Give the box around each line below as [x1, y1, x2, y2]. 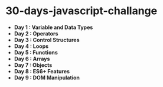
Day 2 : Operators [14, 30, 58, 37]
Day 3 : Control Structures [14, 36, 80, 43]
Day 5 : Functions [14, 49, 58, 56]
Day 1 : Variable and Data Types [14, 24, 93, 31]
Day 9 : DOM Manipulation [14, 74, 80, 81]
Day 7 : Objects [14, 61, 53, 69]
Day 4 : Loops [14, 43, 49, 50]
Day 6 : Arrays [14, 55, 50, 62]
